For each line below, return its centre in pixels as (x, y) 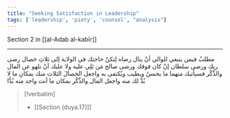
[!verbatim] (40, 93)
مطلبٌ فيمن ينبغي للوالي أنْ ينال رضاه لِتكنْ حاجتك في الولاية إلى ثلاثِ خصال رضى (111, 59)
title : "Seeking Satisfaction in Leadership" (73, 13)
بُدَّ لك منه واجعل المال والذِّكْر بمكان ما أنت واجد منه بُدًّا (76, 80)
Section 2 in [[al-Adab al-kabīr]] (52, 39)
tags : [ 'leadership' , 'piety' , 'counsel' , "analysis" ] (87, 20)
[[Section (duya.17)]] (63, 107)
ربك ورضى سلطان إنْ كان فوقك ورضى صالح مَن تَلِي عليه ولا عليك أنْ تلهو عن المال (113, 66)
